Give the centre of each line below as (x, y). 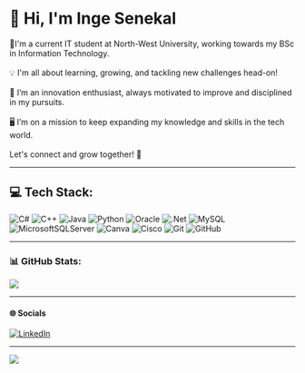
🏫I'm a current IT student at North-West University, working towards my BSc (152, 44)
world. (21, 134)
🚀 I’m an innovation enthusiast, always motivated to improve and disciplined (151, 92)
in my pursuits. (37, 102)
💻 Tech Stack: (51, 193)
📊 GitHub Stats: (45, 260)
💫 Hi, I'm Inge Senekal (93, 19)
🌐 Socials (28, 313)
